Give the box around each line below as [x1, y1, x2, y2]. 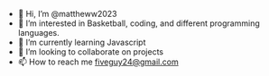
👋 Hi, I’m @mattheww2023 [17, 9, 117, 19]
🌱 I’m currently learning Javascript [17, 37, 146, 47]
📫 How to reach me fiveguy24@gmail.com [17, 56, 179, 67]
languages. [17, 28, 60, 38]
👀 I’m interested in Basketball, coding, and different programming [17, 18, 260, 29]
